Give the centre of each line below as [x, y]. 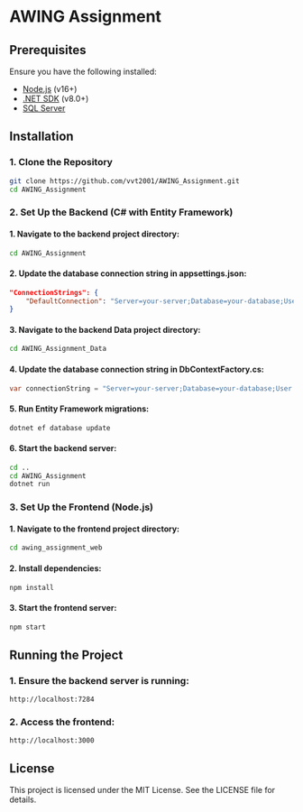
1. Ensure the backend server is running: [99, 680]
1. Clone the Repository [61, 162]
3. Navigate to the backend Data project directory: [105, 329]
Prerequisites [48, 50]
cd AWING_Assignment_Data [58, 349]
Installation [41, 137]
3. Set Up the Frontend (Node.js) [82, 507]
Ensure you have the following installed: [83, 71]
